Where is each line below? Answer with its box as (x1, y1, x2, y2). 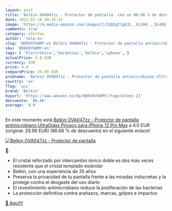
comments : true (5, 27, 38, 32)
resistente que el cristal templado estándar (12, 163, 103, 169)
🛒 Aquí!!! (5, 200, 24, 206)
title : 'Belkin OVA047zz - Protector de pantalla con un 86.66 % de (5, 12, 157, 17)
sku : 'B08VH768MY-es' (5, 46, 52, 51)
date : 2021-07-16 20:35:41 (5, 17, 63, 22)
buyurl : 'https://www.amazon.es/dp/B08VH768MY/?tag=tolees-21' (5, 93, 143, 98)
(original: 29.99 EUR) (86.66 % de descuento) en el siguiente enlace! (5, 128, 150, 134)
